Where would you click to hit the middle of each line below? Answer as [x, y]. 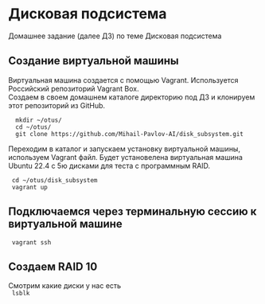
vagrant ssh [31, 242]
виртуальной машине [66, 224]
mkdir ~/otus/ [39, 120]
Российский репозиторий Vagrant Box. [74, 88]
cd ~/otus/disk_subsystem [55, 180]
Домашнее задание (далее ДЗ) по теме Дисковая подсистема [115, 36]
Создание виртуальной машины [94, 61]
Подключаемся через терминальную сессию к [132, 212]
